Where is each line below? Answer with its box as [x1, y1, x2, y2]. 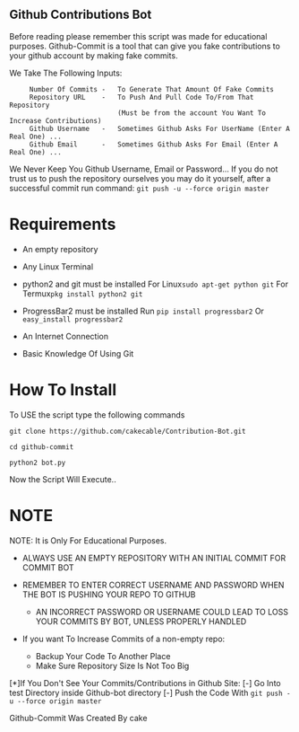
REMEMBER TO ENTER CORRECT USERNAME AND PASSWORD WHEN [21, 579, 285, 590]
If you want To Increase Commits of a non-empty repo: [21, 633, 226, 644]
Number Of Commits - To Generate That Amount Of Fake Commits [29, 84, 275, 93]
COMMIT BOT [21, 561, 74, 573]
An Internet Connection [21, 331, 109, 341]
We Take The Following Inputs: [9, 67, 123, 78]
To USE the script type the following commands [9, 409, 185, 420]
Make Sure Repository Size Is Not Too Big [35, 660, 190, 671]
